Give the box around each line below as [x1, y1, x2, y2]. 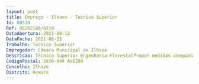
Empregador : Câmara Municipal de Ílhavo [6, 47, 108, 53]
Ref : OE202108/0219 [6, 25, 54, 31]
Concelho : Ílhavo [6, 63, 49, 70]
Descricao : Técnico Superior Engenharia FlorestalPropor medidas [6, 53, 171, 59]
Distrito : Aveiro [6, 69, 49, 75]
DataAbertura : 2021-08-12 [6, 31, 70, 37]
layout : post [6, 8, 38, 15]
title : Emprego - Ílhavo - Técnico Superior [6, 14, 118, 20]
